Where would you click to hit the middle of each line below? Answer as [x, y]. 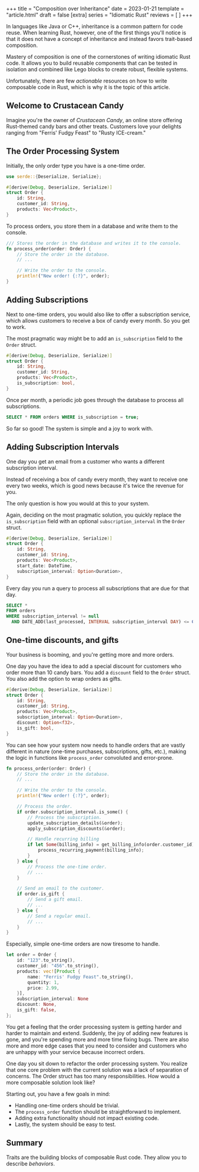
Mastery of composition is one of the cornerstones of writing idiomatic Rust [98, 57]
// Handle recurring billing [63, 839]
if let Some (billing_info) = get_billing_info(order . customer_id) [111, 845]
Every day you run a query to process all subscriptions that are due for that [98, 588]
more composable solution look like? [51, 1082]
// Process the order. [45, 807]
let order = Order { [32, 955]
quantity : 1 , [44, 982]
